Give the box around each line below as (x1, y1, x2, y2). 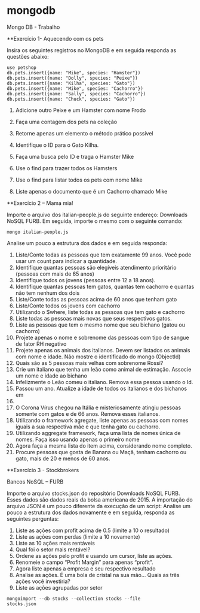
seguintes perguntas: (7, 515, 59, 522)
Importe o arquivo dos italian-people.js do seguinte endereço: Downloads (7, 211, 187, 218)
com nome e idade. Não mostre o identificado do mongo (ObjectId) (15, 353, 181, 360)
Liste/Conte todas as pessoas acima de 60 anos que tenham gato (15, 295, 177, 303)
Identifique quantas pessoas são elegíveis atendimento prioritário (15, 264, 177, 271)
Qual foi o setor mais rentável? (15, 546, 91, 553)
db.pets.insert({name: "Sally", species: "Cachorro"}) (7, 90, 146, 96)
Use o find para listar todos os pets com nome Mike (15, 176, 143, 183)
